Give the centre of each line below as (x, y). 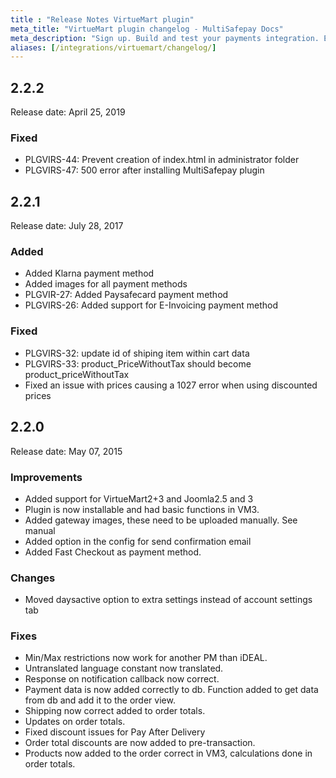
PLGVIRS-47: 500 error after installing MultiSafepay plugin (144, 170)
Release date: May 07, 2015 (66, 451)
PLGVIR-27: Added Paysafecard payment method (126, 295)
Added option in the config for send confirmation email (138, 541)
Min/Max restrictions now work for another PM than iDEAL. (146, 658)
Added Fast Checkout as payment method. (113, 552)
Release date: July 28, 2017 (67, 226)
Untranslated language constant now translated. (124, 668)
